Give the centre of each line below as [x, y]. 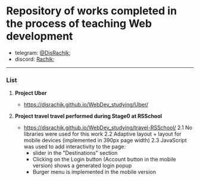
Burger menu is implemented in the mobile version [94, 172]
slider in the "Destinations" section [75, 153]
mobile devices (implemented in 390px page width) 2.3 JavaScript [105, 141]
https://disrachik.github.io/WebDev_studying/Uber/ [86, 105]
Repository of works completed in [92, 11]
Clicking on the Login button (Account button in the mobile [104, 160]
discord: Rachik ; [35, 59]
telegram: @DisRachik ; [43, 52]
